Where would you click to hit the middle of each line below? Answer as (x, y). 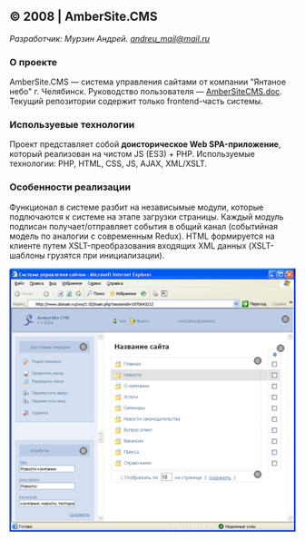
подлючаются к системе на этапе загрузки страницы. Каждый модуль (147, 216)
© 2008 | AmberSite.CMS (84, 17)
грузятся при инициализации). (106, 255)
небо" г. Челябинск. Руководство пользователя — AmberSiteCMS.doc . (146, 92)
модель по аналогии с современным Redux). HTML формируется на (142, 236)
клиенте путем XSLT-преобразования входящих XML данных (128, 245)
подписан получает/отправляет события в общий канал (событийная (144, 226)
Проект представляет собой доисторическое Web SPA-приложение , (145, 144)
